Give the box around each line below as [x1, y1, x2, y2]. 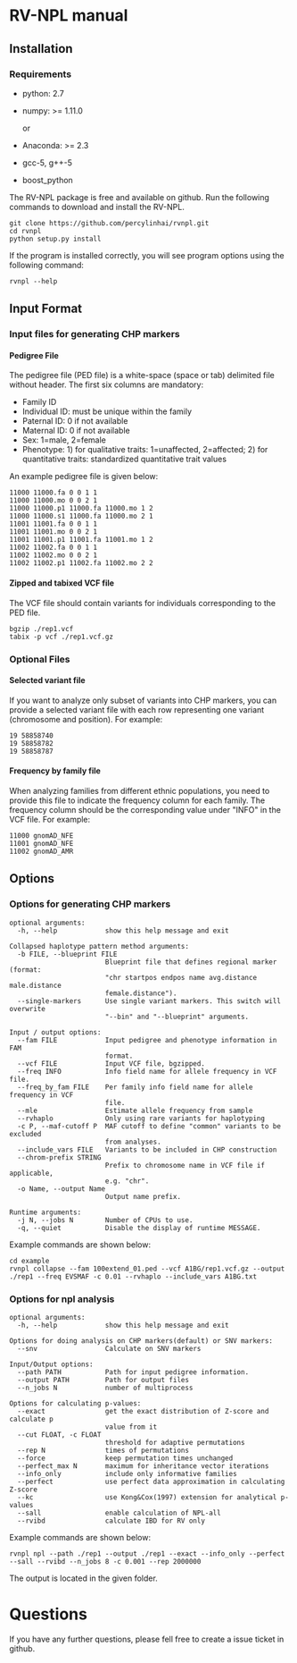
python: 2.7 [21, 88, 64, 98]
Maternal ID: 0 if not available [21, 426, 131, 436]
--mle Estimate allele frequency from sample [17, 1106, 253, 1115]
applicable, [9, 1169, 54, 1178]
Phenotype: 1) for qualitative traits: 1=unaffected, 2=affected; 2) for [21, 444, 268, 455]
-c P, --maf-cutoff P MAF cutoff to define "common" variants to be [17, 1121, 281, 1131]
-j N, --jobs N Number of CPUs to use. [17, 1215, 194, 1225]
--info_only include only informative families [17, 1469, 238, 1478]
